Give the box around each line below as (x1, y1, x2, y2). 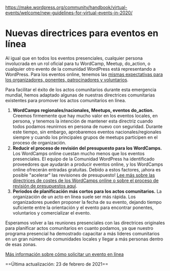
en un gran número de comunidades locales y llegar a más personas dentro (5, 236, 163, 242)
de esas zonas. (5, 241, 37, 247)
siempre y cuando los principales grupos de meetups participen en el (12, 134, 158, 140)
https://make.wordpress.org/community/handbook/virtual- (5, 5, 128, 10)
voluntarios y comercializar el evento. (12, 209, 91, 216)
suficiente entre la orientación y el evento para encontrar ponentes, (12, 204, 154, 210)
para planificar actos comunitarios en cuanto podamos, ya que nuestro (5, 225, 154, 231)
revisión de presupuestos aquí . (12, 183, 78, 189)
